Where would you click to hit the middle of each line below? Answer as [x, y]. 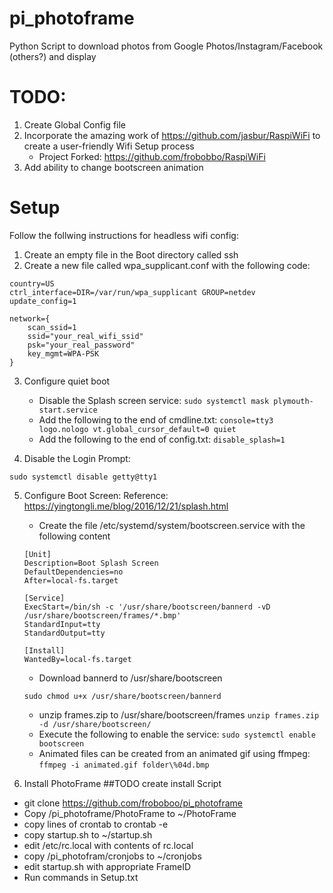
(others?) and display [53, 56]
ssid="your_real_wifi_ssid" [85, 336]
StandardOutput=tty [64, 633]
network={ [30, 318]
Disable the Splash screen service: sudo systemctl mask [154, 400]
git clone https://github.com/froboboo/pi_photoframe [133, 803]
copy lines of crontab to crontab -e [96, 824]
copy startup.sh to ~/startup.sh [88, 834]
